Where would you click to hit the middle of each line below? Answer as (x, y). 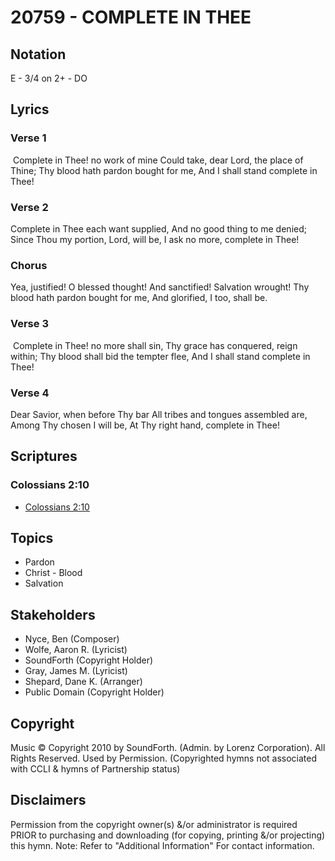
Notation (38, 54)
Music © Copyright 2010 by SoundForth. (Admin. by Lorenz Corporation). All (168, 747)
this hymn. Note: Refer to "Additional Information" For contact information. (162, 845)
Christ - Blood (53, 573)
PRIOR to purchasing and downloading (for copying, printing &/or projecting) (168, 835)
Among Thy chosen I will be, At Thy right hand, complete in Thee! (145, 425)
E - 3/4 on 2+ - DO (49, 78)
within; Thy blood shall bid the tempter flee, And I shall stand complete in (160, 356)
